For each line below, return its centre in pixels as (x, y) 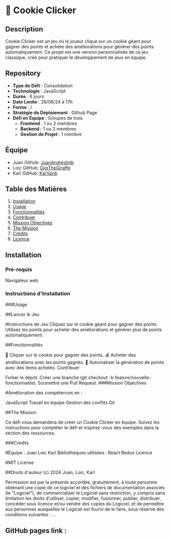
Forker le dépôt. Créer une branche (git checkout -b (60, 378)
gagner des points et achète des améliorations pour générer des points (79, 47)
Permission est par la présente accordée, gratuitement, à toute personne (81, 482)
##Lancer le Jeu (22, 315)
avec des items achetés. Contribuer (42, 368)
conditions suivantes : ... (31, 515)
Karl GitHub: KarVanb (35, 173)
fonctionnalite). (21, 383)
